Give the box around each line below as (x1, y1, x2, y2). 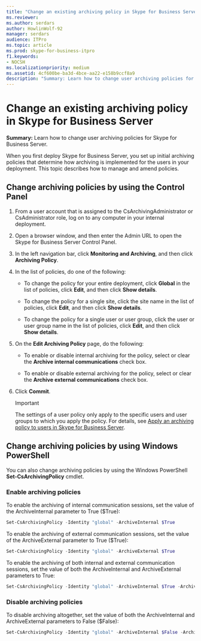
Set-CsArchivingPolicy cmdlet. (6, 472, 84, 480)
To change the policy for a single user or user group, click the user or (23, 316, 195, 323)
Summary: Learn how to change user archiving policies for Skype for (6, 134, 178, 142)
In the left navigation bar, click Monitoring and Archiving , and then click (14, 250, 193, 257)
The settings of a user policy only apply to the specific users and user (14, 411, 187, 418)
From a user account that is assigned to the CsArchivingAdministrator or (14, 208, 193, 215)
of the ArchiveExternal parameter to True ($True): (6, 537, 129, 544)
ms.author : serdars (6, 20, 55, 26)
